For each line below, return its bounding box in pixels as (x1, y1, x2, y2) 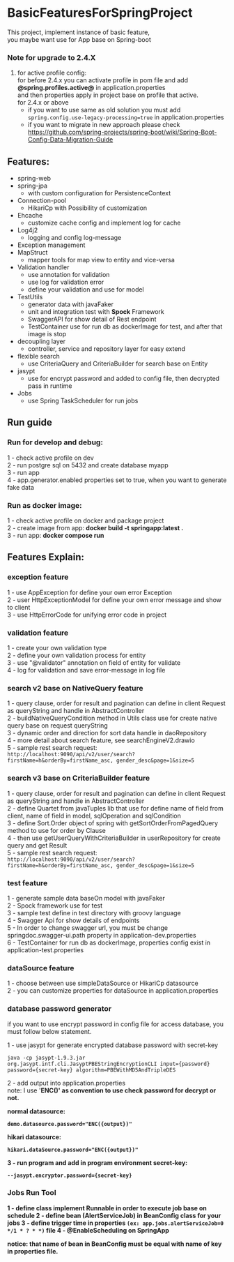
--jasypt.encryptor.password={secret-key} (7, 1172, 132, 1179)
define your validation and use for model (27, 285, 144, 294)
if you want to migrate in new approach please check (27, 121, 180, 129)
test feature (7, 878, 48, 887)
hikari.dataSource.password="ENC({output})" (7, 1146, 139, 1153)
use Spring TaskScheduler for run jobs (27, 396, 139, 405)
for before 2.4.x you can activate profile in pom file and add (17, 76, 188, 84)
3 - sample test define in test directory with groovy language (7, 908, 181, 917)
